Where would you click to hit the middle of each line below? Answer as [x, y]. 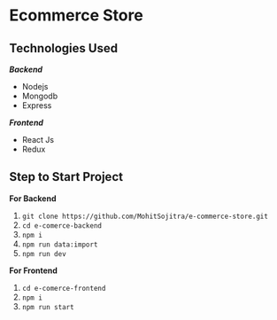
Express [37, 105]
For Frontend [33, 270]
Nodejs [35, 86]
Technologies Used [63, 48]
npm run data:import [60, 245]
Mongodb [40, 96]
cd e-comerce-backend [62, 226]
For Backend [33, 198]
